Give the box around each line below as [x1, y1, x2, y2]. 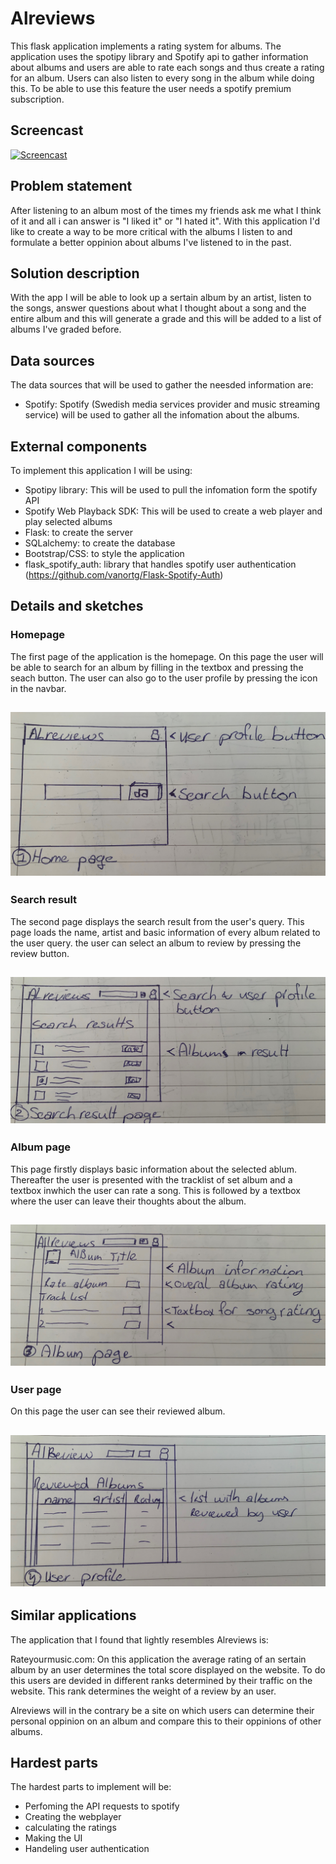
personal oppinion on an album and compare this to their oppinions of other [10, 1715, 322, 1727]
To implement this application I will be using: [10, 465, 193, 476]
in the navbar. [10, 682, 67, 694]
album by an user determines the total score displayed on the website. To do [10, 1663, 326, 1676]
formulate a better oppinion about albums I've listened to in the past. [10, 236, 292, 248]
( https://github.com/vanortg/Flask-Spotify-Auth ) [24, 569, 224, 581]
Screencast [10, 122, 84, 139]
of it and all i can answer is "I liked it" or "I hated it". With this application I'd [10, 215, 321, 227]
